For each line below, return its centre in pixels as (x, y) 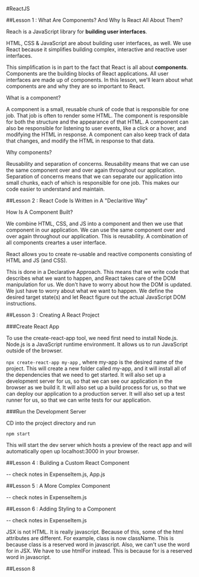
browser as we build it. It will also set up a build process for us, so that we (96, 387)
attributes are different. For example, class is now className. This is (90, 538)
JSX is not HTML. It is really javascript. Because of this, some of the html (95, 532)
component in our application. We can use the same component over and (96, 230)
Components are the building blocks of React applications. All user (87, 73)
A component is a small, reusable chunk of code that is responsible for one (97, 109)
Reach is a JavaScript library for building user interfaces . (77, 31)
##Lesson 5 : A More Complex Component (58, 486)
